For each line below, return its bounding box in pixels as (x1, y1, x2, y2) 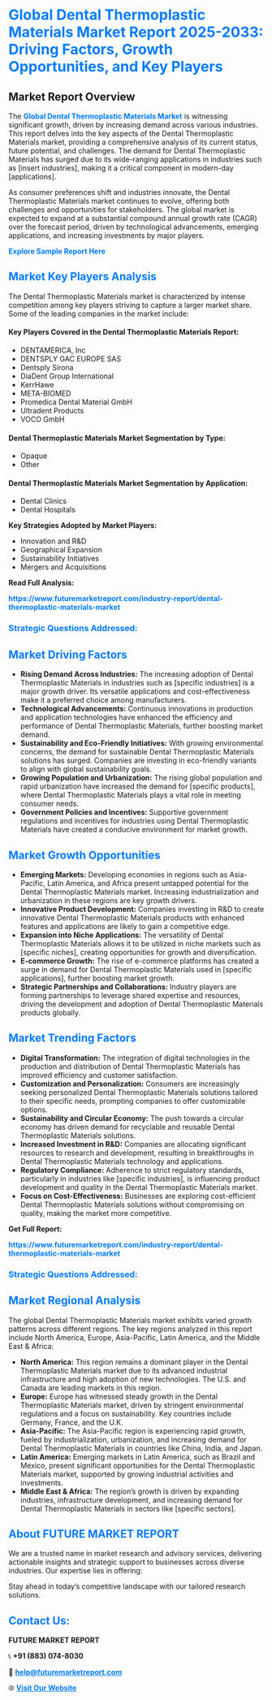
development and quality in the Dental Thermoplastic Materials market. (19, 1182, 258, 1192)
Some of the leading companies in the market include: (8, 309, 189, 318)
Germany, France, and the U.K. (19, 1417, 123, 1427)
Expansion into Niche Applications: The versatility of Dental (19, 930, 223, 940)
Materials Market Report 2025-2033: (8, 23, 264, 41)
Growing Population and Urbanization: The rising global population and (19, 773, 262, 783)
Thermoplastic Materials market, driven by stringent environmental (19, 1399, 244, 1410)
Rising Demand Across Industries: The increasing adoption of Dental (19, 669, 254, 679)
